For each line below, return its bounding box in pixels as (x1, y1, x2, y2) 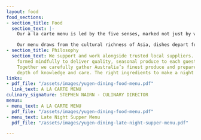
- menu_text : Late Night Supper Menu (6, 114, 100, 120)
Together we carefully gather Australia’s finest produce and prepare (17, 64, 197, 70)
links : (6, 75, 23, 81)
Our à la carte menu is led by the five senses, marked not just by (17, 31, 191, 37)
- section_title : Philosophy (6, 47, 79, 54)
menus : (6, 98, 23, 104)
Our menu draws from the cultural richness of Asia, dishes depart (17, 42, 188, 48)
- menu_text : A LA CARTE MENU (6, 103, 82, 109)
